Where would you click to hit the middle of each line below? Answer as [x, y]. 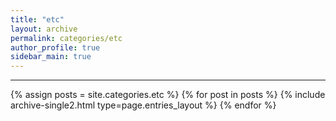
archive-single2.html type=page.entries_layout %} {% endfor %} [143, 105]
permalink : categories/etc [66, 38]
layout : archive [44, 29]
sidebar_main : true [51, 57]
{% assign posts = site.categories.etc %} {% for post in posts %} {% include [168, 95]
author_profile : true [55, 47]
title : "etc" [37, 19]
